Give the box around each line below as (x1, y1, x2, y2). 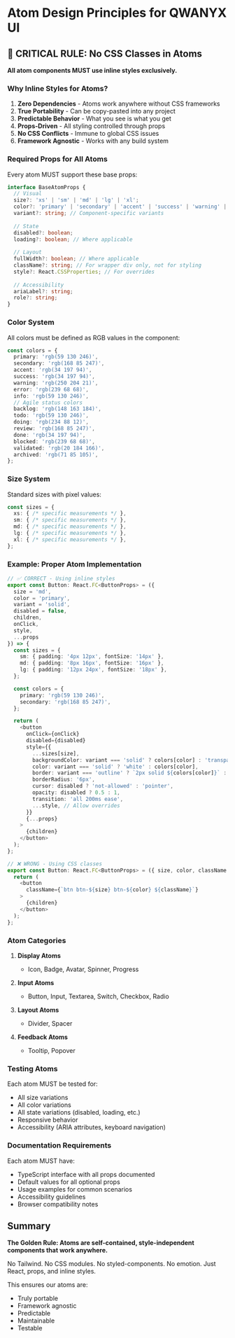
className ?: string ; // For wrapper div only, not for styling (13, 262, 201, 269)
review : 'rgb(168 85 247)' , (13, 425, 96, 432)
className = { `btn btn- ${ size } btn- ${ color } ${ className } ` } (25, 886, 199, 893)
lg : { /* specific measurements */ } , (13, 530, 127, 537)
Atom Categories (7, 935, 66, 945)
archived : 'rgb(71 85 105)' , (13, 451, 99, 458)
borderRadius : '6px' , (32, 776, 96, 783)
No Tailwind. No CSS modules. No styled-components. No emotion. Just (7, 1260, 216, 1268)
